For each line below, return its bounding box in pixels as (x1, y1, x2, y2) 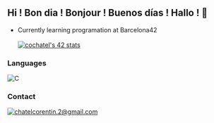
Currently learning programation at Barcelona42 (17, 25, 157, 34)
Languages (7, 58, 47, 67)
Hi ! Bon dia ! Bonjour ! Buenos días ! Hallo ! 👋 (7, 7, 208, 19)
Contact (7, 92, 36, 102)
